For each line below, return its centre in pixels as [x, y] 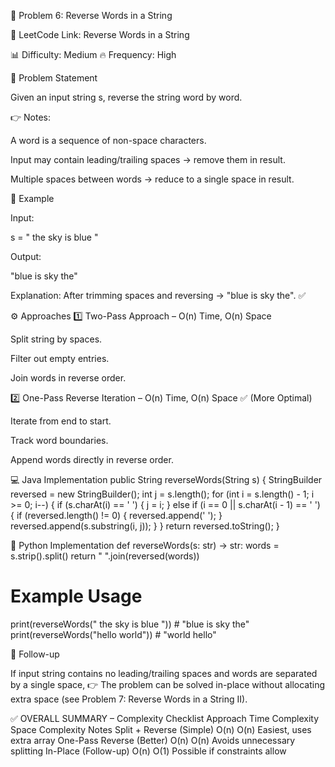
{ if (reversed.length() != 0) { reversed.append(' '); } [116, 515]
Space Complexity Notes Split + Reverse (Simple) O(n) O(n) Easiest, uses [161, 729]
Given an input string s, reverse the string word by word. [126, 97]
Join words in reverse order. [68, 378]
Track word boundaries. [59, 440]
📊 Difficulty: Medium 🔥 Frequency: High [93, 54]
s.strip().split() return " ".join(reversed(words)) [105, 556]
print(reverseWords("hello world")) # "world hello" [113, 634]
